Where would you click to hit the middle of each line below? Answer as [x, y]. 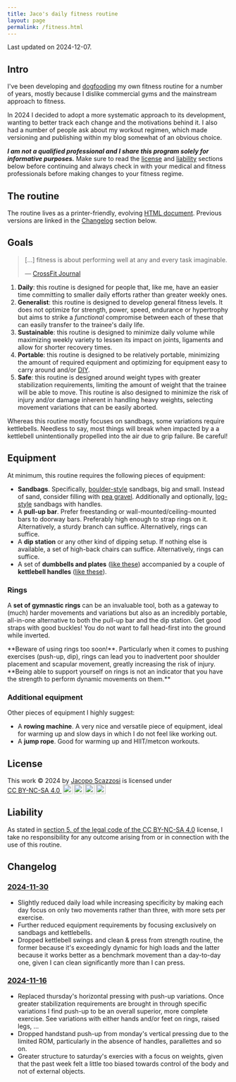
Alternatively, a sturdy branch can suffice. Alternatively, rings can [112, 527]
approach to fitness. [36, 101]
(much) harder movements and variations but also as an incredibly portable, [117, 613]
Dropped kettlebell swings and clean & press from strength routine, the [120, 940]
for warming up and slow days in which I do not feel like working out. [117, 734]
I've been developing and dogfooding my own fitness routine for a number [115, 86]
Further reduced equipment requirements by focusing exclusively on [117, 925]
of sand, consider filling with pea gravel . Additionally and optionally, [116, 496]
